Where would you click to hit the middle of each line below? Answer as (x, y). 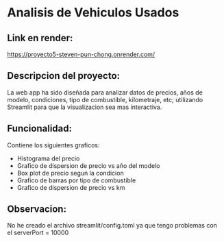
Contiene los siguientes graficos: (54, 145)
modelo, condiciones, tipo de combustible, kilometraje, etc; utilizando (105, 99)
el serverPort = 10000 (38, 233)
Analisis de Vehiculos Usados (93, 13)
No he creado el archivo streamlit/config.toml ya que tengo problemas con (112, 226)
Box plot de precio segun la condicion (71, 173)
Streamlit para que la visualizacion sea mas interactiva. (85, 107)
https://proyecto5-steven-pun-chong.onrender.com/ (81, 54)
